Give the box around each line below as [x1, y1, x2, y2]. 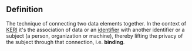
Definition [6, 5, 43, 14]
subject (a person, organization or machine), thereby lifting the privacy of [6, 32, 183, 39]
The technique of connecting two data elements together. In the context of [6, 20, 187, 27]
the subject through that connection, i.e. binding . [6, 38, 125, 45]
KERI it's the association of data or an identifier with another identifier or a [6, 26, 185, 33]
